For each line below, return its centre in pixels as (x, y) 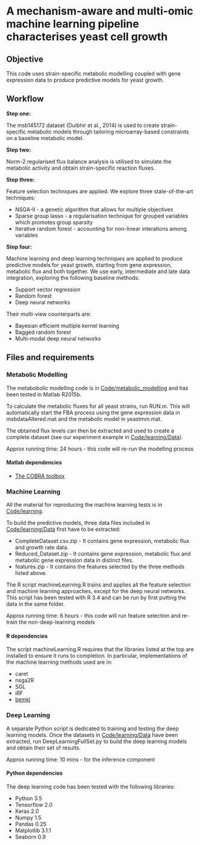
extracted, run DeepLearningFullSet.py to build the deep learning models (97, 741)
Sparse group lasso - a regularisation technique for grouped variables (102, 216)
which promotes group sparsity (54, 222)
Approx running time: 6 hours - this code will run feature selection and (93, 615)
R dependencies (27, 636)
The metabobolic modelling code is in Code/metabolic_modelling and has (97, 388)
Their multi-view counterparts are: (49, 314)
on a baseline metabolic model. (45, 138)
